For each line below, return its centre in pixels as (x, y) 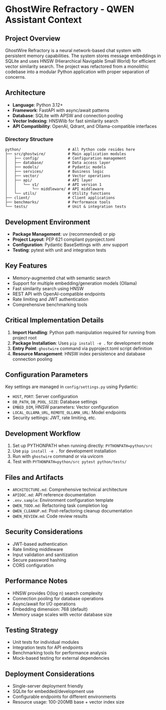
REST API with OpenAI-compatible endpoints (59, 294)
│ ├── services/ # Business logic (54, 171)
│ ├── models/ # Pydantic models (56, 167)
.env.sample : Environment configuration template (63, 500)
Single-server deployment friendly (48, 686)
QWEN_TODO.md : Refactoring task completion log (60, 505)
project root (24, 337)
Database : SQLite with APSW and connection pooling (68, 115)
